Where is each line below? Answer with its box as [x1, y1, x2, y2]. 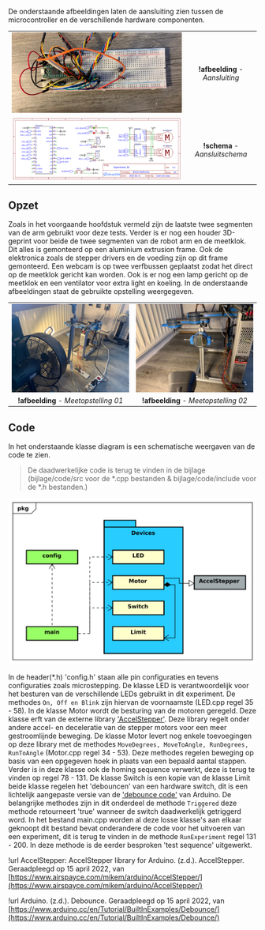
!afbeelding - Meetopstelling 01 [17, 395, 124, 405]
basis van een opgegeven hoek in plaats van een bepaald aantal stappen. [8, 756, 247, 766]
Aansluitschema [194, 149, 248, 159]
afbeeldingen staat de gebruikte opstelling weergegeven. [8, 287, 194, 296]
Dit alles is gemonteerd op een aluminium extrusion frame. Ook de [8, 245, 223, 254]
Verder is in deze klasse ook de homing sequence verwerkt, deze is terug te [8, 764, 255, 774]
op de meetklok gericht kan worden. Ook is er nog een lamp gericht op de [8, 270, 248, 280]
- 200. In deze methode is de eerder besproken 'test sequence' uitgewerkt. [8, 840, 252, 849]
